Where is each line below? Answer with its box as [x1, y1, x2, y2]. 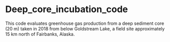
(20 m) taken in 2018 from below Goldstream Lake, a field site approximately [5, 25, 165, 31]
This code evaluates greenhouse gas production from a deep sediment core [5, 20, 164, 26]
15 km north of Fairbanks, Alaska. [5, 31, 75, 37]
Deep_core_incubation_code [5, 4, 128, 15]
